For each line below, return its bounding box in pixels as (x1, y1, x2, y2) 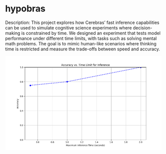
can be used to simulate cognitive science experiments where (5, 24, 132, 30)
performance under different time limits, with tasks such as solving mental (5, 35, 157, 41)
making (5, 30, 21, 36)
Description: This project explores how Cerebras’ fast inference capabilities (5, 19, 160, 25)
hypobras (5, 3, 46, 14)
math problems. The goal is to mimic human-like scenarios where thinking (5, 40, 157, 46)
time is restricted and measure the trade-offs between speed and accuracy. (5, 46, 161, 52)
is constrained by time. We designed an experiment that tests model (21, 30, 161, 36)
